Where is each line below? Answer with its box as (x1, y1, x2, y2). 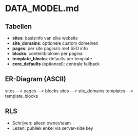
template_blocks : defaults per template (12, 56, 92, 61)
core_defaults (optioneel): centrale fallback (12, 61, 100, 67)
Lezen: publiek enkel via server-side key (12, 125, 94, 131)
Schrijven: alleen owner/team (12, 120, 71, 126)
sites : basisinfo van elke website (12, 35, 78, 41)
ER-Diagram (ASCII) (5, 75, 66, 83)
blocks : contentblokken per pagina (12, 51, 83, 56)
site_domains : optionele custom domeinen (12, 40, 99, 46)
